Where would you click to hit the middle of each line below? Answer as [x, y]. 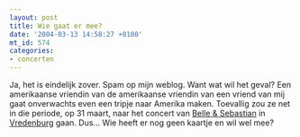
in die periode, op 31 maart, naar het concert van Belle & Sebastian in [137, 113]
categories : [32, 51]
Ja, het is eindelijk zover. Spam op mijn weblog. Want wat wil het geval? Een [150, 85]
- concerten [32, 59]
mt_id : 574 [30, 43]
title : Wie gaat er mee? [56, 26]
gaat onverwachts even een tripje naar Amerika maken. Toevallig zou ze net [150, 103]
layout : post [34, 17]
